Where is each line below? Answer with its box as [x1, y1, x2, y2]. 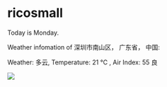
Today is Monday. [7, 28, 59, 37]
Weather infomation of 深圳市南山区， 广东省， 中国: [7, 42, 161, 51]
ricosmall [7, 5, 64, 21]
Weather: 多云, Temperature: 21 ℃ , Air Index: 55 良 [7, 58, 158, 66]
